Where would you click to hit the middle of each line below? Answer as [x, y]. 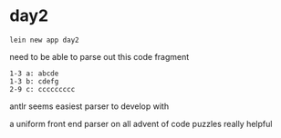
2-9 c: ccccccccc [42, 89]
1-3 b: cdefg [34, 81]
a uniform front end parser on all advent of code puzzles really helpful [141, 123]
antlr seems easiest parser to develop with [89, 106]
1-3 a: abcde [34, 74]
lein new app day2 [44, 40]
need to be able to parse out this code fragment [99, 56]
